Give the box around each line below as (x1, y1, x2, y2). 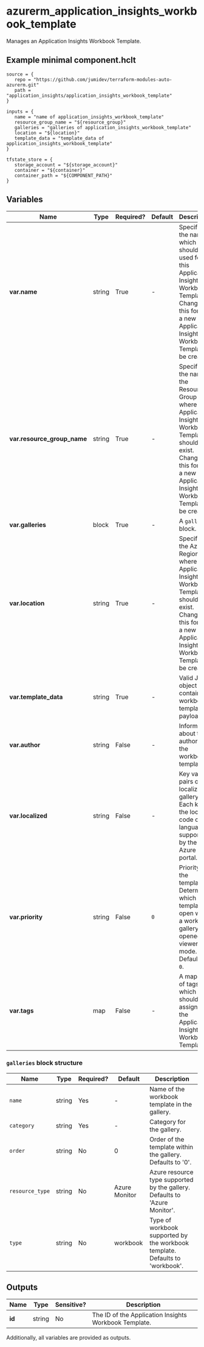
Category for (149, 1117, 186, 1126)
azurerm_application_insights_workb (6, 4, 197, 18)
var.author (9, 740, 41, 749)
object (178, 681, 197, 690)
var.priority (9, 913, 43, 921)
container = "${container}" (14, 167, 86, 173)
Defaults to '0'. (149, 1158, 192, 1166)
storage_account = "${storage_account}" (14, 161, 118, 168)
